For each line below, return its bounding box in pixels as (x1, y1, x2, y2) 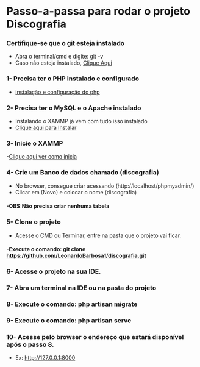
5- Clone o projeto (6, 218, 61, 226)
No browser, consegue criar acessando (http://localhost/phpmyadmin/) (15, 182, 195, 190)
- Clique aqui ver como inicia (6, 153, 77, 160)
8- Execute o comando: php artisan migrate (6, 300, 138, 308)
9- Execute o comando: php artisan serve (6, 316, 132, 324)
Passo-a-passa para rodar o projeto (6, 4, 191, 18)
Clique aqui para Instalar (15, 124, 77, 132)
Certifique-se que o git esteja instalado (6, 39, 125, 48)
